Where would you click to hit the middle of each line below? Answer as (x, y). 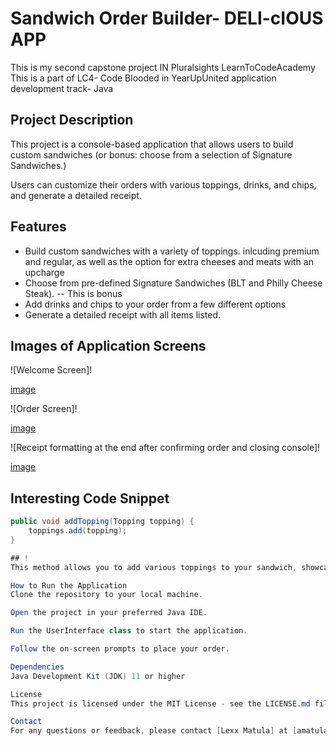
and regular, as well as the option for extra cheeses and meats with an (169, 261)
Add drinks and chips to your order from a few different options (155, 304)
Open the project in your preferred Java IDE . (109, 613)
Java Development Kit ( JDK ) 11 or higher (98, 676)
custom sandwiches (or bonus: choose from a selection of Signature (151, 154)
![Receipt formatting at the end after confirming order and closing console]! (165, 448)
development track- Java (62, 88)
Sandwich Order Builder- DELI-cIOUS (167, 18)
